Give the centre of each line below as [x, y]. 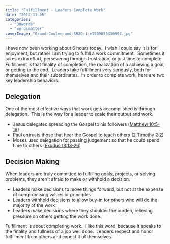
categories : [18, 19]
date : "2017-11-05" [26, 15]
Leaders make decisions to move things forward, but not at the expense [88, 189]
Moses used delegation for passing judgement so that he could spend [86, 140]
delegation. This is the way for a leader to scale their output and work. [79, 114]
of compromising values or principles [52, 194]
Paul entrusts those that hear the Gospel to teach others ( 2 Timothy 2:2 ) [88, 135]
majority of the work [34, 205]
